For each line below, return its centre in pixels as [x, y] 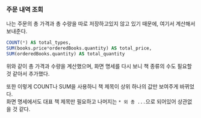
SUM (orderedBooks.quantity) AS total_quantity [66, 54]
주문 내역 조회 [25, 9]
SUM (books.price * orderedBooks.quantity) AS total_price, [79, 48]
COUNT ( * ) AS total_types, [39, 43]
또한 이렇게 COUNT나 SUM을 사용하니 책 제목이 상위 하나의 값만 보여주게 [92, 86]
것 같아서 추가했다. [28, 73]
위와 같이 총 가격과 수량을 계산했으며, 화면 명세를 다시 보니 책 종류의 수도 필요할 [99, 66]
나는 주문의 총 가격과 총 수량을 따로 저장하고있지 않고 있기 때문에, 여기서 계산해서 [101, 24]
